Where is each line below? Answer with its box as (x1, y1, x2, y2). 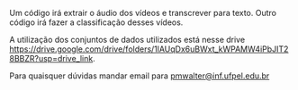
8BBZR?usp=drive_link (9, 53, 94, 63)
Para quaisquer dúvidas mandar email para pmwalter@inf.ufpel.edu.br (9, 70, 270, 81)
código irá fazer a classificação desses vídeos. (9, 17, 184, 28)
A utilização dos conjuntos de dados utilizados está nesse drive (9, 35, 246, 45)
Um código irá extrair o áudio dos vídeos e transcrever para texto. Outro (9, 8, 277, 18)
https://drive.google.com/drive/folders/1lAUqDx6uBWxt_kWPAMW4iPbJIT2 (9, 44, 289, 54)
